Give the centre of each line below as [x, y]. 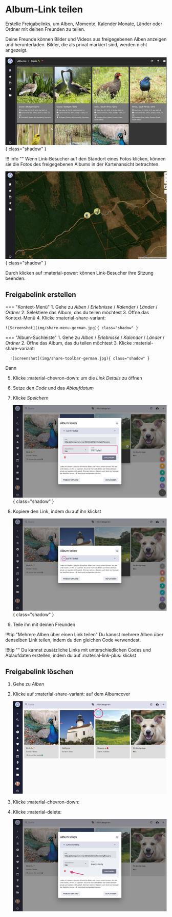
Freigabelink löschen [39, 671]
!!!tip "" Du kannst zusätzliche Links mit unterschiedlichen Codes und [78, 650]
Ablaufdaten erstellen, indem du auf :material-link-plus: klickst [71, 655]
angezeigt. [16, 50]
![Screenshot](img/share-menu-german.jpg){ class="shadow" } [72, 328]
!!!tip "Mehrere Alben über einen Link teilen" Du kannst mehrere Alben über [84, 635]
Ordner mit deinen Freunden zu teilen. [45, 29]
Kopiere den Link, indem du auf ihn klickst [57, 511]
